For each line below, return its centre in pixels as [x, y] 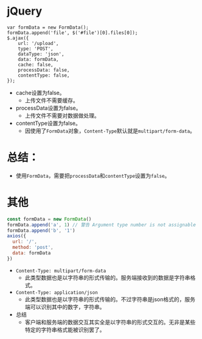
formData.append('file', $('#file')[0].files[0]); [72, 33]
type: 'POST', [36, 49]
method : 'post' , [33, 248]
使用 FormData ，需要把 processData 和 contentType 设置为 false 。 [93, 175]
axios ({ [17, 236]
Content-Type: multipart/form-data [61, 271]
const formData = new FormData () [49, 219]
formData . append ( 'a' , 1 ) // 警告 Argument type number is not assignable [102, 225]
